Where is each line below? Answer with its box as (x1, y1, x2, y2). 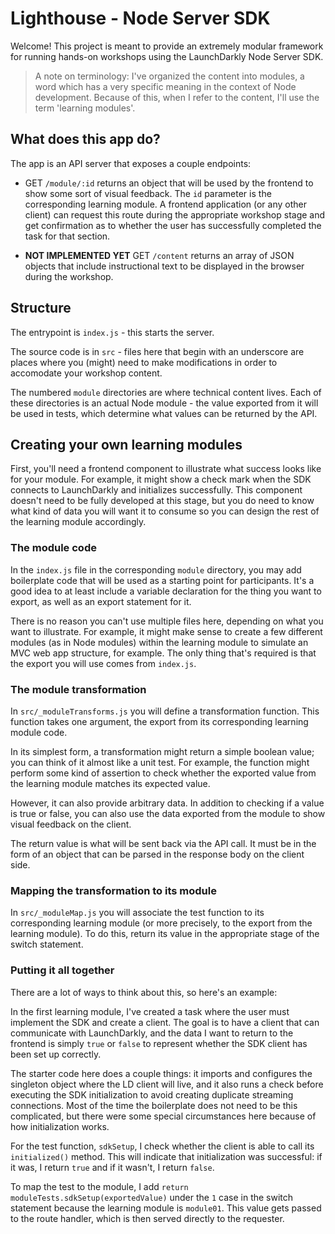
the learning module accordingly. (10, 516, 147, 528)
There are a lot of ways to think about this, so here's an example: (10, 986, 278, 998)
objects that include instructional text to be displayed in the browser (24, 260, 305, 272)
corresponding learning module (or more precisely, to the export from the (10, 917, 313, 929)
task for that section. (24, 230, 111, 242)
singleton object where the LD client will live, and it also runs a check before (10, 1078, 324, 1090)
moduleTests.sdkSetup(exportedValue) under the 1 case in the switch (10, 1191, 294, 1203)
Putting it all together (10, 963, 115, 977)
